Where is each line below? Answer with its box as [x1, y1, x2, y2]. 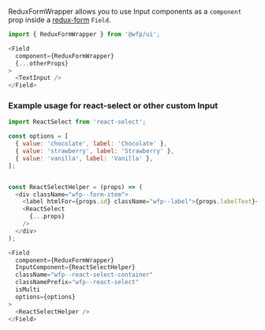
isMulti [15, 286, 41, 294]
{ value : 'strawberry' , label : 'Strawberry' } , [15, 147, 175, 155]
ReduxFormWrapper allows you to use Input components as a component [8, 7, 242, 16]
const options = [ [8, 132, 69, 141]
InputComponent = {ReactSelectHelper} [15, 264, 136, 271]
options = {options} [15, 293, 77, 301]
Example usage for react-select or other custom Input [8, 101, 218, 112]
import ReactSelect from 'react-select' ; [8, 118, 147, 126]
